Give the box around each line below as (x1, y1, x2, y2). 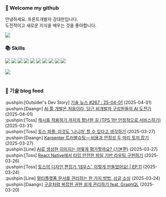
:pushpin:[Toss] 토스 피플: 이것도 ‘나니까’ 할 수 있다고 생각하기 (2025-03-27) (5, 128, 156, 134)
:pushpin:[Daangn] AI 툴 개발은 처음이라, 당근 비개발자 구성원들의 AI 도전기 (5, 105, 152, 111)
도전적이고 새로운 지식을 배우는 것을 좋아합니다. (5, 22, 97, 29)
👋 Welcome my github (5, 4, 59, 11)
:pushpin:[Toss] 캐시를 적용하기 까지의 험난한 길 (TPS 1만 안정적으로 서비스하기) (5, 117, 161, 123)
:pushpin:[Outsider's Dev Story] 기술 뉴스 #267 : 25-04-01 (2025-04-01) (5, 99, 152, 105)
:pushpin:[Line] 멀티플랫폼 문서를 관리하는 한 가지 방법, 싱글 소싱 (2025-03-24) (5, 175, 161, 181)
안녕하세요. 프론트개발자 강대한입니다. (5, 16, 78, 22)
